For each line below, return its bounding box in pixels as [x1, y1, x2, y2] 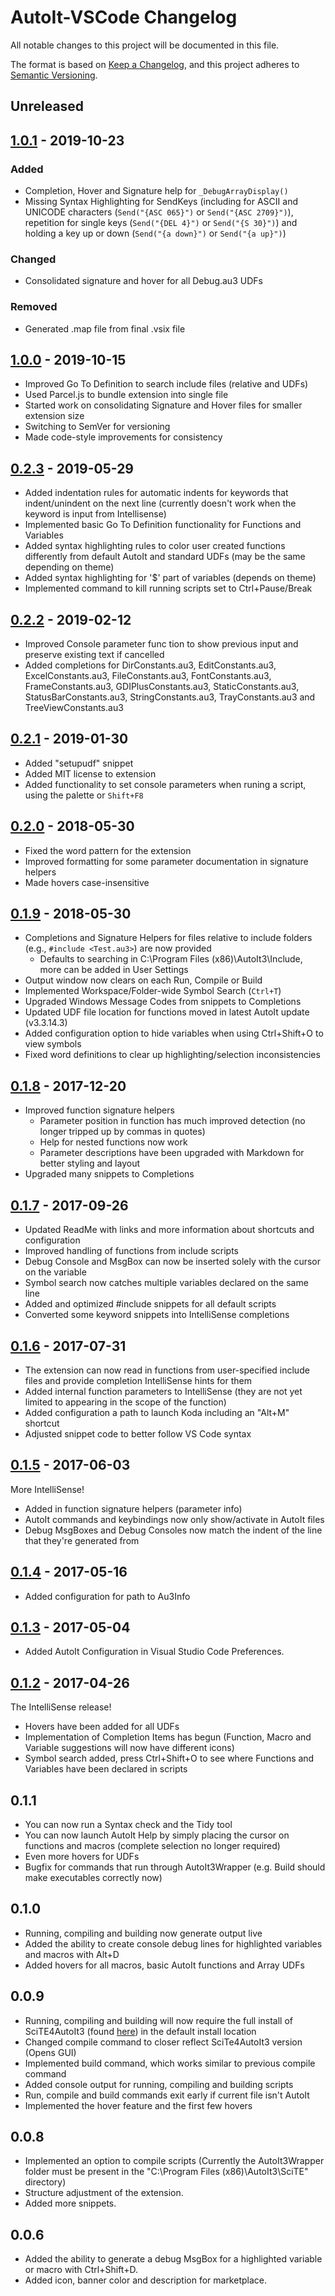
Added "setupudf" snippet [24, 757, 134, 769]
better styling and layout [39, 1157, 141, 1170]
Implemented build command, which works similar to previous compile [24, 2057, 316, 2069]
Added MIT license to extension [24, 767, 157, 780]
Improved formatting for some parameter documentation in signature [24, 855, 309, 867]
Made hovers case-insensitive [24, 876, 150, 888]
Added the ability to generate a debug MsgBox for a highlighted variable [24, 2253, 323, 2265]
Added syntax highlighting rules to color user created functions [24, 540, 286, 552]
